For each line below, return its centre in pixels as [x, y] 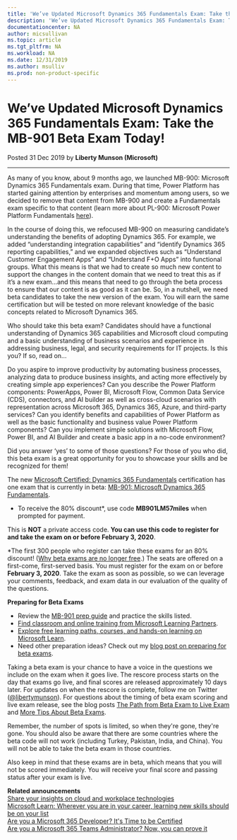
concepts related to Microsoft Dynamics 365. [73, 312]
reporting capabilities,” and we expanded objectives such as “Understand [114, 252]
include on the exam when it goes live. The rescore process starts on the [113, 675]
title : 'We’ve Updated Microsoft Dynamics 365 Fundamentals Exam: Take [115, 14]
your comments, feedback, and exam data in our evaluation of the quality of [117, 581]
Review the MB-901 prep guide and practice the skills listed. [104, 616]
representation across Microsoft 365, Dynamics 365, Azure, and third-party [117, 407]
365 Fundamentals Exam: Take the [111, 123]
